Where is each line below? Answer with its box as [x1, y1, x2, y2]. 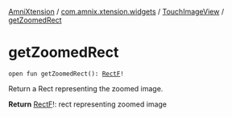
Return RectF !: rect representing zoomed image [8, 99, 168, 109]
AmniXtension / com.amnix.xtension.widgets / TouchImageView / [8, 7, 224, 16]
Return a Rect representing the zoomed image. [8, 83, 164, 93]
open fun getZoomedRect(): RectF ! [8, 70, 125, 78]
